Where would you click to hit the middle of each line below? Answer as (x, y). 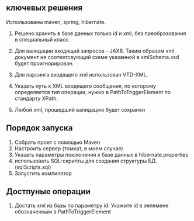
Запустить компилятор (43, 173)
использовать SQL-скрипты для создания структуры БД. (86, 161)
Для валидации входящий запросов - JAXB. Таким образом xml (94, 51)
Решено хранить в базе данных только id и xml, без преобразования (100, 33)
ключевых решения (44, 8)
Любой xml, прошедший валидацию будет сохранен (80, 109)
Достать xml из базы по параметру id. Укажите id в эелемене (91, 206)
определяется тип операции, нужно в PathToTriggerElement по (93, 92)
